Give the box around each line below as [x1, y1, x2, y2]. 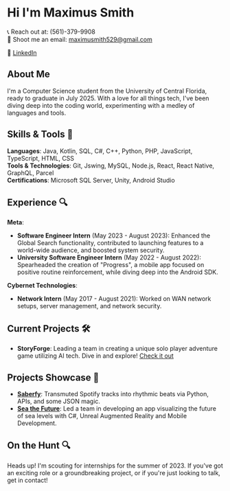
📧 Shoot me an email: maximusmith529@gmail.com [7, 35, 153, 43]
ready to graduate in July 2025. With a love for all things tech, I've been [7, 94, 209, 102]
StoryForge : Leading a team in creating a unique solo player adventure [16, 345, 218, 353]
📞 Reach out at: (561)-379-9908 [7, 27, 96, 36]
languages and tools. [7, 109, 67, 117]
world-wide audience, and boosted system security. [16, 246, 165, 255]
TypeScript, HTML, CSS [7, 154, 74, 162]
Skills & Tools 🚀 [7, 128, 73, 140]
